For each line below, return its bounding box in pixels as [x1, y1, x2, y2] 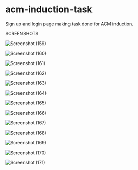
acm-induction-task [5, 4, 93, 15]
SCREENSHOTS [5, 30, 39, 36]
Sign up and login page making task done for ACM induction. [5, 20, 134, 27]
